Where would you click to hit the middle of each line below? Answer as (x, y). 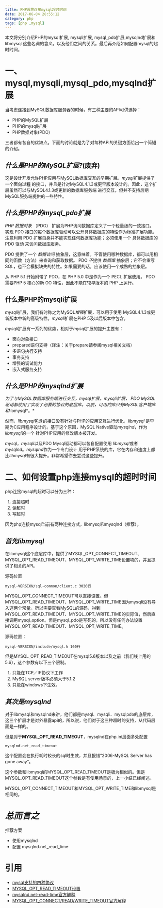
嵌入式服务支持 (27, 369)
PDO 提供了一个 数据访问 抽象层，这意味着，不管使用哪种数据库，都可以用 (79, 254)
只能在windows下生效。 (36, 685)
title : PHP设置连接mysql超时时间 (36, 9)
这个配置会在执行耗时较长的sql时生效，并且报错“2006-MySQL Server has (79, 755)
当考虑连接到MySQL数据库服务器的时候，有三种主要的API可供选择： (73, 110)
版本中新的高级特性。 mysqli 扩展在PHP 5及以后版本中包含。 (69, 318)
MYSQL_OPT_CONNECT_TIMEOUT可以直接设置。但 (57, 596)
